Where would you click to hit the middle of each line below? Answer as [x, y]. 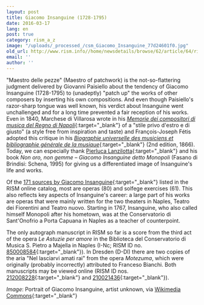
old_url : [17, 52]
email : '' [19, 57]
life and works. [25, 170]
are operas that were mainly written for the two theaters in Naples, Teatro [98, 201]
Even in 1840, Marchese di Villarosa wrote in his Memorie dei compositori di [101, 118]
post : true [20, 35]
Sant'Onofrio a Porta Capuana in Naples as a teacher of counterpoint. [93, 220]
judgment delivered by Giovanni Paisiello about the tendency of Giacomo [97, 86]
